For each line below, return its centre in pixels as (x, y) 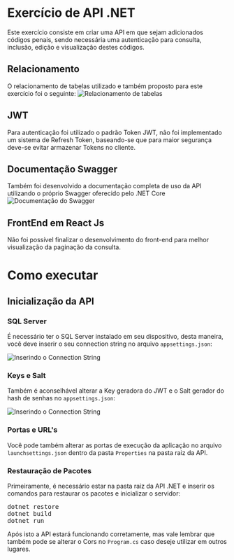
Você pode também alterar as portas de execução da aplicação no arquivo (115, 445)
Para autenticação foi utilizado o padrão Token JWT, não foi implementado (115, 132)
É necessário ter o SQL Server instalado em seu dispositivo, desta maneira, (115, 337)
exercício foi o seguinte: (42, 93)
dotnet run (26, 520)
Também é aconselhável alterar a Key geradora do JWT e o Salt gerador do (116, 391)
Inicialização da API (51, 301)
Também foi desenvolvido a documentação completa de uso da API (104, 186)
